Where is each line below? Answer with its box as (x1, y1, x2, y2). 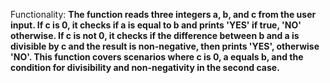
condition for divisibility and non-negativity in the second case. (10, 62, 280, 73)
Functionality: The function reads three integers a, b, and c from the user (10, 9, 317, 20)
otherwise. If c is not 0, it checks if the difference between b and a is (10, 30, 300, 41)
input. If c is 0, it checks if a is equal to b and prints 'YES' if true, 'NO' (10, 19, 302, 31)
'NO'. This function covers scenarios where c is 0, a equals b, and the (10, 51, 304, 63)
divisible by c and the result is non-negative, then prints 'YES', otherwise (10, 40, 320, 52)
